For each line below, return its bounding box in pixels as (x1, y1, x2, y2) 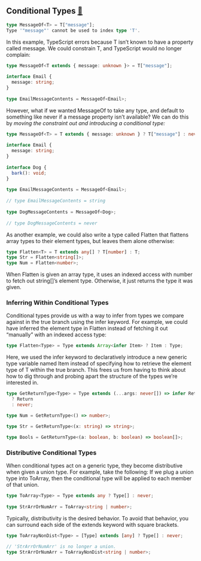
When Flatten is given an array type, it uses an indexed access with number (6, 271, 193, 278)
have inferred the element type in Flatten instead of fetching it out (6, 325, 168, 332)
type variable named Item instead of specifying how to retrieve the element (6, 360, 191, 367)
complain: (6, 51, 31, 58)
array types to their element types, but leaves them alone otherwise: (6, 237, 175, 244)
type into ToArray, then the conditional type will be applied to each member (6, 474, 192, 482)
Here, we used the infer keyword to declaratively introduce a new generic (6, 354, 187, 361)
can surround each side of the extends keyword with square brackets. (6, 521, 179, 528)
